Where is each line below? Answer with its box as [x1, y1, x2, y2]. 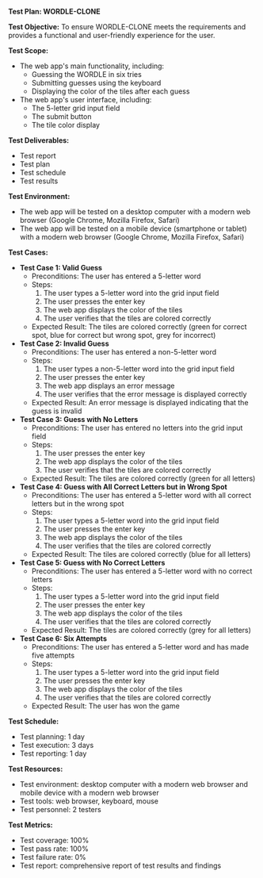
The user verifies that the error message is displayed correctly [43, 389, 247, 399]
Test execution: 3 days [19, 741, 94, 750]
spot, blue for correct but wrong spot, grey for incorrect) [31, 331, 216, 339]
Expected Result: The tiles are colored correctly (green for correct [31, 322, 247, 332]
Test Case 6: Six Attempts [19, 634, 107, 643]
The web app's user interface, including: [19, 95, 152, 104]
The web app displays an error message [43, 381, 175, 390]
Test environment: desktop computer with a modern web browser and [19, 780, 248, 788]
